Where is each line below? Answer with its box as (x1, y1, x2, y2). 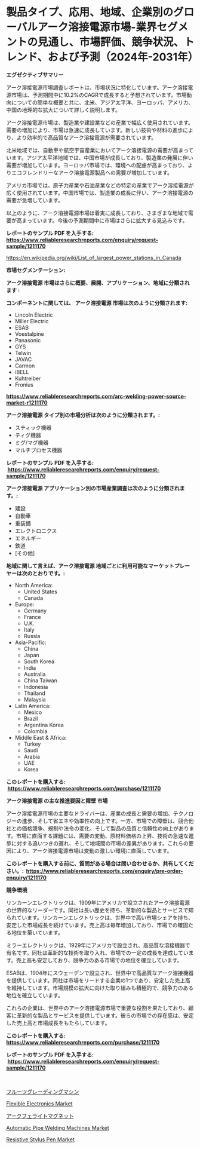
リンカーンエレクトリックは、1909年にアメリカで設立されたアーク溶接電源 (6, 899, 190, 906)
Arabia (23, 753, 41, 760)
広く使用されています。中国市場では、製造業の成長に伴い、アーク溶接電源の (6, 189, 194, 196)
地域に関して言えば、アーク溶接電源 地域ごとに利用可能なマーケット (6, 562, 175, 569)
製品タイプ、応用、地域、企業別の (6, 5, 174, 19)
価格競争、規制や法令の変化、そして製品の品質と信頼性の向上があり (21, 825, 189, 832)
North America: (14, 581, 53, 589)
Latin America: (14, 702, 51, 709)
